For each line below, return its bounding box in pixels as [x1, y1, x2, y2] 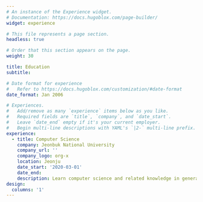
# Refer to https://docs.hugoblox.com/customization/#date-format [6, 86, 182, 92]
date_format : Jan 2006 [6, 92, 63, 98]
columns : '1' [11, 186, 45, 193]
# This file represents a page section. [6, 31, 110, 37]
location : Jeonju [17, 159, 61, 165]
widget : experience [6, 20, 56, 26]
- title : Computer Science [11, 136, 80, 142]
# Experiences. [6, 103, 45, 109]
